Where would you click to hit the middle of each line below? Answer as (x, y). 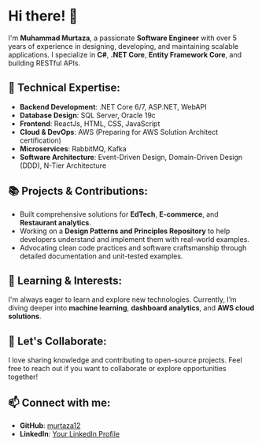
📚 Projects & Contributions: (78, 191)
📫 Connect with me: (59, 402)
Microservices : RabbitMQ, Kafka (73, 148)
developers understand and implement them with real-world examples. (135, 239)
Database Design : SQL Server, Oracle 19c (87, 115)
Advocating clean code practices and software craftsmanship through (133, 247)
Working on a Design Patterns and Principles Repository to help (125, 231)
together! (23, 377)
